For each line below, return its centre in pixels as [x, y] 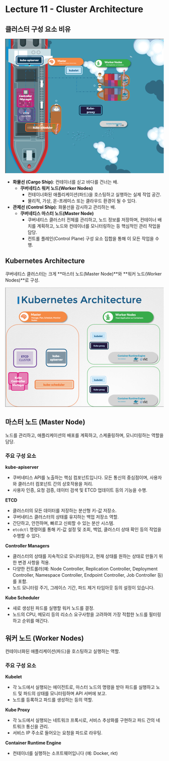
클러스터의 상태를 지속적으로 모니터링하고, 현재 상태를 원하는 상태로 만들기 [85, 556]
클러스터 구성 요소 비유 [38, 29]
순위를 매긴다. [35, 621]
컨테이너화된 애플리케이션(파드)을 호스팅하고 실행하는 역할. [63, 651]
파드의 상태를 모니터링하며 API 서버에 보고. [65, 694]
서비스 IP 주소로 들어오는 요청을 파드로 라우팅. [57, 733]
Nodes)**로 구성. [22, 280]
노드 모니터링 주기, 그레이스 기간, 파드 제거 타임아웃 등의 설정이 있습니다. [83, 588]
